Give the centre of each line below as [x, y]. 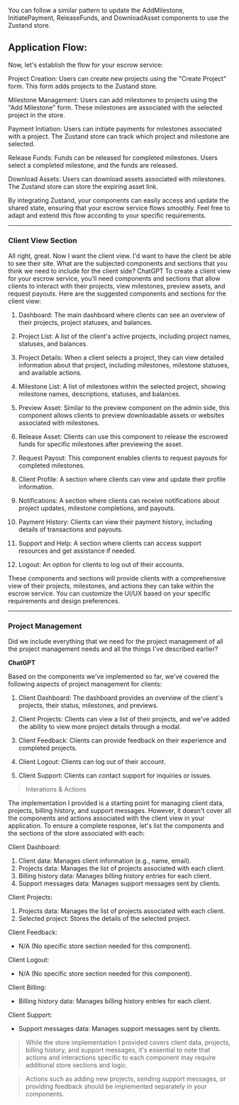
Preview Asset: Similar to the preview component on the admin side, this [124, 408]
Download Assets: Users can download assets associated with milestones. [117, 179]
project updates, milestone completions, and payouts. [97, 508]
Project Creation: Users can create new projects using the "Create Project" [117, 78]
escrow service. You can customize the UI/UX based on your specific [110, 593]
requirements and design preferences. [64, 601]
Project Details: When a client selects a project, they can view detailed [121, 357]
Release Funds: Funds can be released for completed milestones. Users [113, 157]
